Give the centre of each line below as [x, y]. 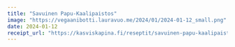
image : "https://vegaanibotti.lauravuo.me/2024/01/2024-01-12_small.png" [117, 20]
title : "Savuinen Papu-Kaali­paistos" [62, 13]
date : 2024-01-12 [33, 26]
